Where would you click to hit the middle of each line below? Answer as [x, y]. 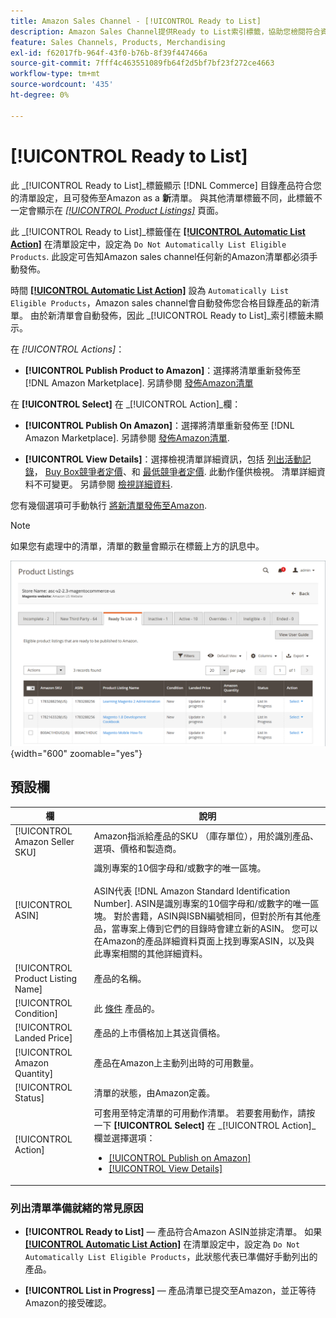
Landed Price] [43, 1038]
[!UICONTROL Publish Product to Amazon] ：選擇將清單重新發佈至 [163, 370]
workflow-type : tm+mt [55, 74]
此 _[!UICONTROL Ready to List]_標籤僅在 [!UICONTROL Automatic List [158, 231]
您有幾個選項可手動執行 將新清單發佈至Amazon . [108, 505]
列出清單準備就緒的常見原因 [77, 1208]
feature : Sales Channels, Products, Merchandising [118, 42]
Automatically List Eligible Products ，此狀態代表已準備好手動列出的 [171, 1256]
